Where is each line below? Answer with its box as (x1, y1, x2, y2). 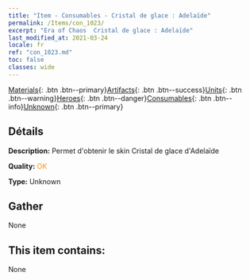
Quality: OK (8, 161, 48, 171)
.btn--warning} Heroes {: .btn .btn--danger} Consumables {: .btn (8, 93, 212, 103)
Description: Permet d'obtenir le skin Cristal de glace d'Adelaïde (8, 146, 220, 155)
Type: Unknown (8, 176, 61, 186)
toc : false (8, 56, 44, 64)
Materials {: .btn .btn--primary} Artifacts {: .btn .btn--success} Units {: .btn (8, 85, 242, 94)
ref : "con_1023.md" (8, 48, 73, 56)
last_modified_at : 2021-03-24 (8, 33, 109, 42)
